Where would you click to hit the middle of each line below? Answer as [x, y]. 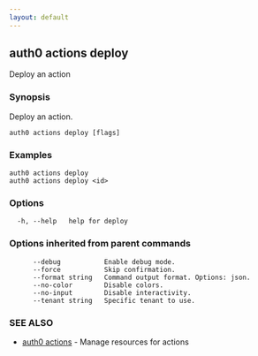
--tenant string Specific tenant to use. [114, 300]
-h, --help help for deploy [72, 222]
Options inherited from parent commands [100, 244]
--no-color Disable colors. [98, 285]
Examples [31, 155]
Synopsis [30, 97]
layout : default [39, 17]
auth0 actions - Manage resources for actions [106, 342]
